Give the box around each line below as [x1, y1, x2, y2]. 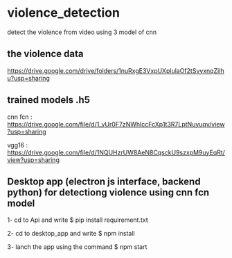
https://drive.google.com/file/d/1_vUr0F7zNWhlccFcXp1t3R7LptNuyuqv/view [7, 120, 225, 128]
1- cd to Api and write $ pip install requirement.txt [7, 216, 149, 224]
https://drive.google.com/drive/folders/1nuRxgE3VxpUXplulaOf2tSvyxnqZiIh [7, 66, 225, 74]
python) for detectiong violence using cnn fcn [7, 186, 210, 198]
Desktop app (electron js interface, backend [7, 175, 201, 187]
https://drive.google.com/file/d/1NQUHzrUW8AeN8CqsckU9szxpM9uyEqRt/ [7, 148, 225, 156]
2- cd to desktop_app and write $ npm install [7, 229, 135, 238]
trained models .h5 [7, 94, 90, 106]
